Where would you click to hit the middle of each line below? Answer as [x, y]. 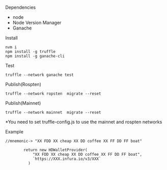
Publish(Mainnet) [23, 103]
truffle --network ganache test [39, 75]
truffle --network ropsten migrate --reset [53, 94]
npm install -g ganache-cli [35, 56]
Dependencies [21, 7]
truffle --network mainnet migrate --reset [53, 112]
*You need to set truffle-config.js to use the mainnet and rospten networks [84, 122]
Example [15, 132]
